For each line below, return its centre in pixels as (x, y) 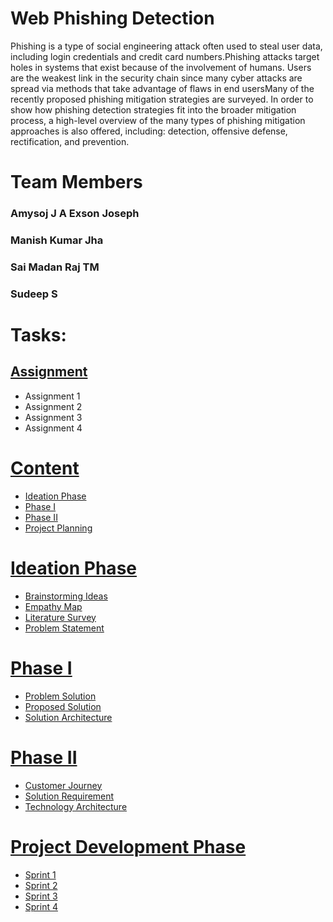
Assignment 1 (52, 396)
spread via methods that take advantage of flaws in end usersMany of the (162, 88)
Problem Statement (64, 628)
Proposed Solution (63, 706)
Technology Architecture (76, 806)
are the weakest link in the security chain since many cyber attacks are (156, 78)
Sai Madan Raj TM (55, 267)
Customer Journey (63, 785)
